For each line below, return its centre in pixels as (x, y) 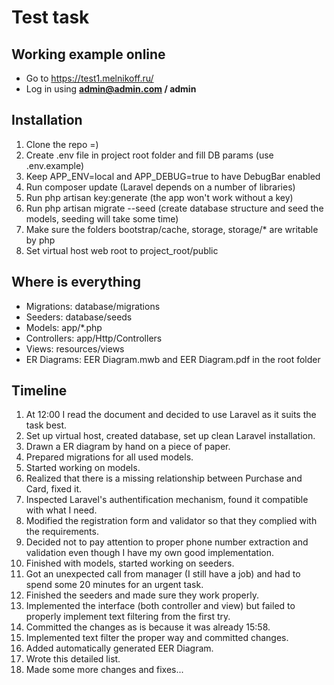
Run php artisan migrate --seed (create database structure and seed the (174, 208)
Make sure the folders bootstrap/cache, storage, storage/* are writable (172, 229)
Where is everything (76, 282)
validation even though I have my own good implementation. (149, 553)
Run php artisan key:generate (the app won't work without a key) (159, 197)
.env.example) (55, 165)
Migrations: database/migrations (93, 306)
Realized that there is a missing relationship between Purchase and (164, 478)
